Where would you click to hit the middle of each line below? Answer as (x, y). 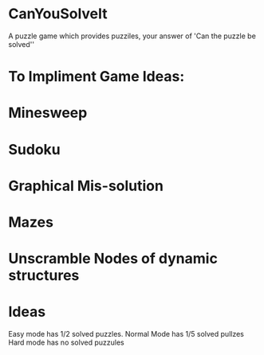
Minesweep (48, 113)
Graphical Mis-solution (86, 186)
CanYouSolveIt (58, 14)
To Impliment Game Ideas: (97, 77)
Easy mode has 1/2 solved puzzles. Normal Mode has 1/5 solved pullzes (126, 334)
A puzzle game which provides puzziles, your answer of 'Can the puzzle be (132, 36)
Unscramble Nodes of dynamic (113, 259)
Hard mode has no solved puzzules (67, 342)
